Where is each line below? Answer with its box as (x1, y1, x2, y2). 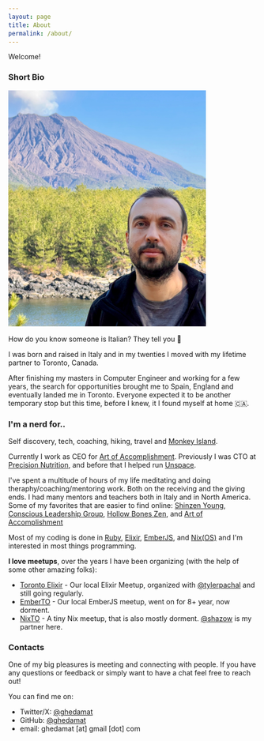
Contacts (8, 641, 45, 653)
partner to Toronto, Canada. (8, 358, 99, 367)
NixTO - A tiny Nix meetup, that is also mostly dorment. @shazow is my (19, 613, 252, 623)
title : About (8, 21, 51, 29)
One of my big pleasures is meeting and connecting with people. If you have (8, 660, 257, 669)
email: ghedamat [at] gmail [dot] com (19, 724, 141, 734)
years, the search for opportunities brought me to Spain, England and (8, 382, 234, 391)
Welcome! (8, 52, 41, 62)
